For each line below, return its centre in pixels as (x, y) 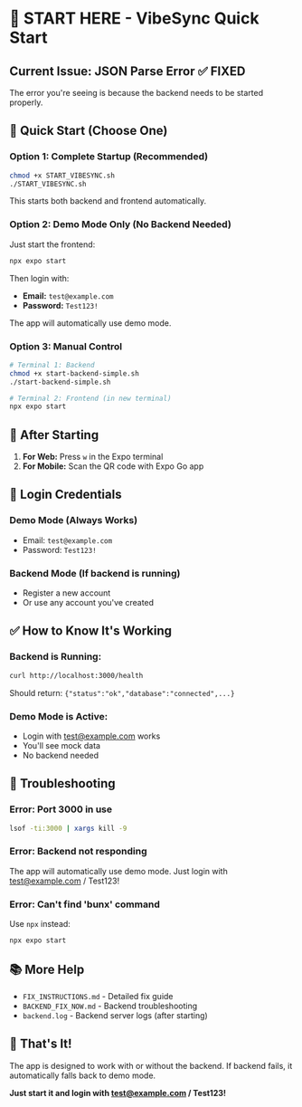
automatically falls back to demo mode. (83, 1075)
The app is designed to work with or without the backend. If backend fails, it (151, 1065)
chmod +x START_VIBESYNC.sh (62, 176)
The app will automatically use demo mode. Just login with (118, 871)
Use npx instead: (40, 924)
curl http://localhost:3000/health (76, 675)
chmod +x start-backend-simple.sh (75, 373)
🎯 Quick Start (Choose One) (89, 131)
